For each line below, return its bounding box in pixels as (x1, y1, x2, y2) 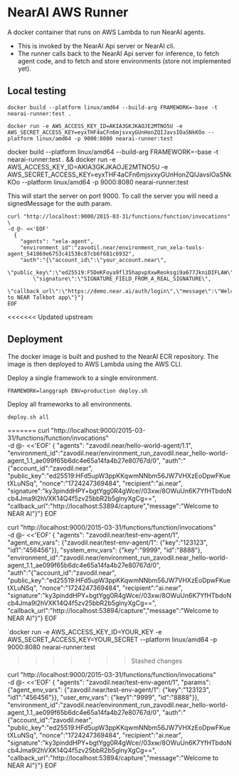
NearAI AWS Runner (7, 4, 129, 21)
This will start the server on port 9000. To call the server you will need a (7, 192, 218, 200)
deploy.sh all (7, 414, 50, 421)
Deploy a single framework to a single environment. (7, 373, 159, 382)
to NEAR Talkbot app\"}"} (7, 293, 84, 301)
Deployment (7, 333, 63, 345)
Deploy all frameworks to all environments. (7, 399, 133, 408)
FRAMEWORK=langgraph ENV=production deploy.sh (7, 387, 148, 394)
